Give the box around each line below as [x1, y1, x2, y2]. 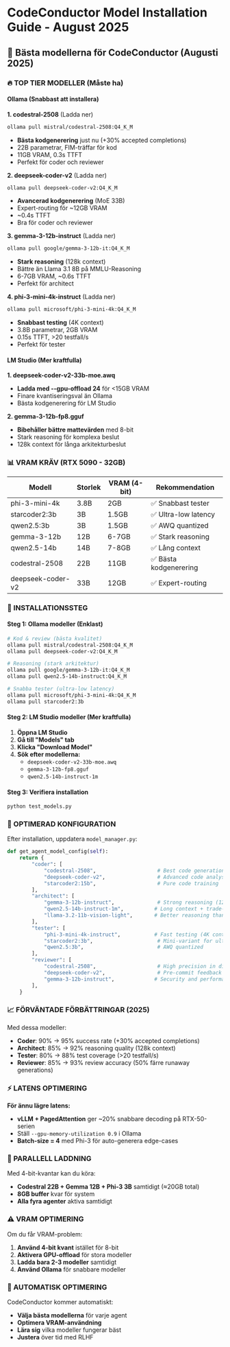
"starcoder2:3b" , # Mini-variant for [43, 937, 213, 944]
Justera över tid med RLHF [16, 1333, 94, 1341]
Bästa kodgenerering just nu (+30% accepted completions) [16, 136, 187, 144]
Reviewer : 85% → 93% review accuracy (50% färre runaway [16, 1058, 190, 1066]
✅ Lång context [150, 543, 201, 552]
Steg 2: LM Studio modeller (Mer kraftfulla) [7, 713, 131, 721]
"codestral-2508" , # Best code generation [43, 867, 225, 874]
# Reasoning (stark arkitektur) [7, 660, 99, 667]
